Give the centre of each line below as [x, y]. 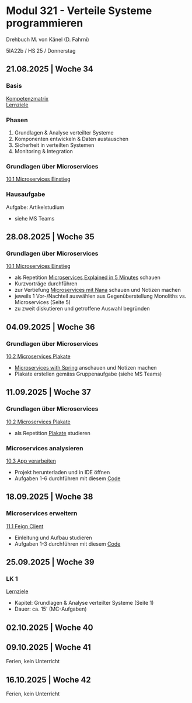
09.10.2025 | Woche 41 [49, 647]
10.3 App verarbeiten [31, 461]
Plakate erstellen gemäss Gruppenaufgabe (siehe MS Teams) [88, 374]
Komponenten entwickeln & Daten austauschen [71, 139]
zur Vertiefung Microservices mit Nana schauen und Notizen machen [97, 290]
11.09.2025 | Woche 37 [49, 392]
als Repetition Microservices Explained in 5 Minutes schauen [87, 278]
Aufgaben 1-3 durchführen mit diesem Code [67, 544]
